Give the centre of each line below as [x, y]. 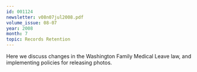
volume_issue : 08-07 [32, 23]
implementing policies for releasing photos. [59, 62]
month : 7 [17, 34]
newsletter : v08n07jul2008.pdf [45, 17]
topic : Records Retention [38, 39]
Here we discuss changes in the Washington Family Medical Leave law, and [99, 56]
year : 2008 [20, 28]
